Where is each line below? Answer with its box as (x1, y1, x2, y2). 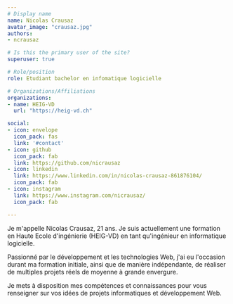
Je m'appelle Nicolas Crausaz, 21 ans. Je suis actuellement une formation (7, 224, 221, 232)
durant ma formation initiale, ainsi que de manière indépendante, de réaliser (7, 260, 226, 268)
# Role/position (7, 68, 55, 75)
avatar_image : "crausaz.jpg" (7, 23, 93, 30)
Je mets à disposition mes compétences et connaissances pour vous (7, 281, 207, 289)
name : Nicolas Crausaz (7, 17, 74, 24)
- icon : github (7, 146, 52, 153)
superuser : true (7, 56, 55, 63)
